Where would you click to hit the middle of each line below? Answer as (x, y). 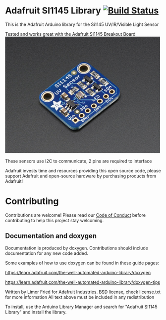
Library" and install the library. (36, 312)
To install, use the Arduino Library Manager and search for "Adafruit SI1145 (81, 307)
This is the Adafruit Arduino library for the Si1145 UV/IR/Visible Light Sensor (82, 24)
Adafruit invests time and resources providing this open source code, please (83, 170)
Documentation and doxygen (51, 236)
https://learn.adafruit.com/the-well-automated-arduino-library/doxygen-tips (83, 282)
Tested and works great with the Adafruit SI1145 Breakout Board (70, 34)
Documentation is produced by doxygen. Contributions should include (77, 248)
